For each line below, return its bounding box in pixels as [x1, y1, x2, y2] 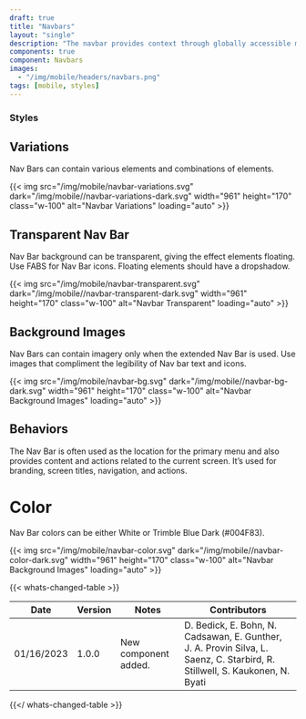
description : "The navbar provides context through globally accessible [9, 38, 291, 48]
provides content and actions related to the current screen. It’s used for [9, 455, 277, 466]
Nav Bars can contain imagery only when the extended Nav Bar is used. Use [9, 348, 296, 359]
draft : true [9, 13, 55, 23]
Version [76, 603, 112, 616]
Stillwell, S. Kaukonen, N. [184, 664, 290, 677]
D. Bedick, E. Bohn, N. [184, 619, 278, 632]
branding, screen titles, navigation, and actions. [9, 465, 188, 476]
